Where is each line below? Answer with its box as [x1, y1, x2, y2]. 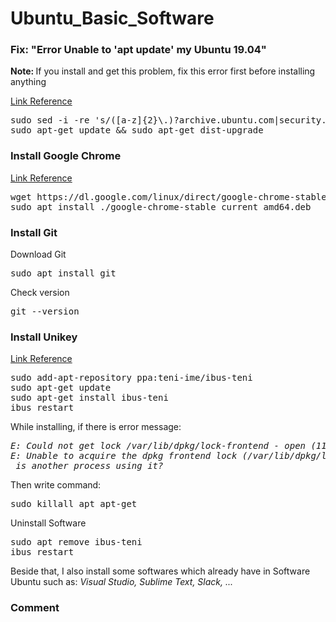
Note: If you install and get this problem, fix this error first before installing [10, 65, 316, 77]
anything [10, 76, 47, 88]
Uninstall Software [10, 517, 87, 529]
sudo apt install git [10, 268, 117, 279]
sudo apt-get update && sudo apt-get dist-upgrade [10, 125, 264, 136]
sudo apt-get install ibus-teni [10, 392, 169, 404]
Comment [10, 601, 60, 615]
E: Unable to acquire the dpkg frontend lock [10, 450, 238, 462]
